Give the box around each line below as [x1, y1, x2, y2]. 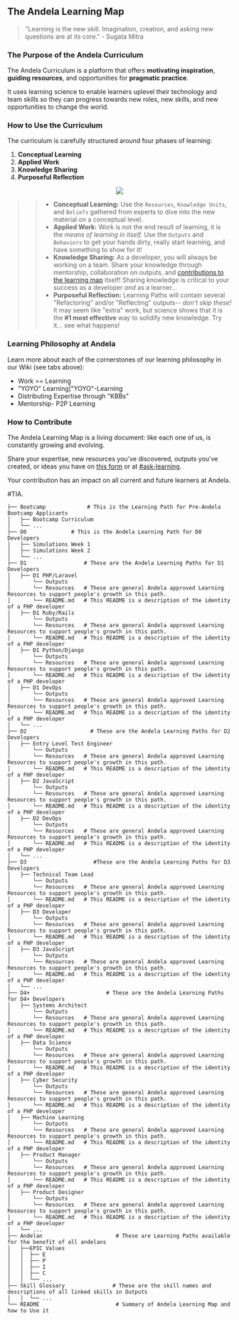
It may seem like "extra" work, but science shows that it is [53, 306, 223, 315]
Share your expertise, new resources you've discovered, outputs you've [7, 455, 218, 463]
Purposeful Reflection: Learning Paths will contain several [53, 291, 225, 300]
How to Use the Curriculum [7, 120, 103, 130]
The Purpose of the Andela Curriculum [7, 50, 144, 60]
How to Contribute [7, 417, 73, 426]
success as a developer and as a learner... [53, 283, 178, 292]
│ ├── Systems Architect [7, 1002, 87, 1009]
